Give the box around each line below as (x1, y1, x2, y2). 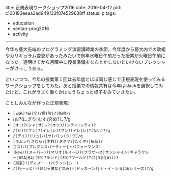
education (12, 20, 34, 26)
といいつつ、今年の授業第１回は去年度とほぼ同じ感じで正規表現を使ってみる (5, 76, 165, 82)
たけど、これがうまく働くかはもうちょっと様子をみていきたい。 (5, 89, 139, 95)
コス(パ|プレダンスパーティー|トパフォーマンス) (12, 144, 101, 149)
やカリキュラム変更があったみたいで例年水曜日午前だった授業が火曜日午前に (5, 53, 166, 59)
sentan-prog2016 (12, 26, 49, 32)
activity (12, 31, 28, 37)
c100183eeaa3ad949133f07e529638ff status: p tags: (5, 10, 117, 16)
